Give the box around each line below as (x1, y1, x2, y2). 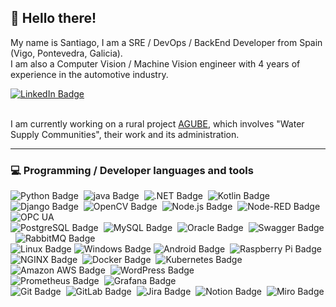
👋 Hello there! (10, 10, 97, 27)
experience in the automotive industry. (10, 68, 169, 80)
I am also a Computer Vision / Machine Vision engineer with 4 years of (10, 57, 301, 70)
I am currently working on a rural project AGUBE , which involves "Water (10, 117, 305, 130)
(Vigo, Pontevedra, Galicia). (10, 47, 123, 59)
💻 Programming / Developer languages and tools (10, 163, 254, 177)
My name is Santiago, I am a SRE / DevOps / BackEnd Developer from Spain (10, 36, 323, 48)
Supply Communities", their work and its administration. (10, 128, 240, 140)
